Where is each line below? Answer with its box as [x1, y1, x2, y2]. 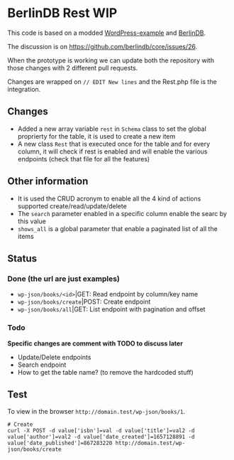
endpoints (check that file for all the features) [17, 154, 150, 163]
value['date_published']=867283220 [7, 439, 113, 447]
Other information [7, 176, 89, 188]
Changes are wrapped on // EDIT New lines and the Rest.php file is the [7, 77, 218, 86]
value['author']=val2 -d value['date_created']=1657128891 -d [7, 434, 195, 441]
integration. [7, 85, 41, 93]
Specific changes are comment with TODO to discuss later [7, 339, 183, 348]
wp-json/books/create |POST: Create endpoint [17, 297, 151, 306]
